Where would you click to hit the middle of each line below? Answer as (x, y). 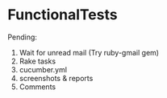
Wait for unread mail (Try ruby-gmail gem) (89, 52)
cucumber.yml (43, 69)
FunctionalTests (63, 15)
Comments (38, 87)
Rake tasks (38, 61)
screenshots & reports (56, 78)
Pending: (23, 37)
